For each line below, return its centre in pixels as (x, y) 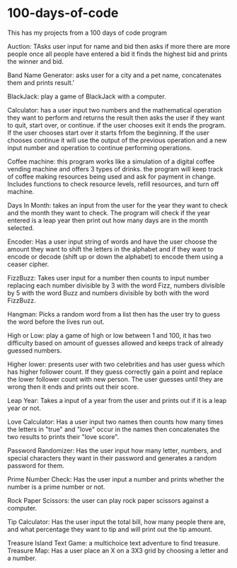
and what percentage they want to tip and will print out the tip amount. (110, 529)
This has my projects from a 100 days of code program (87, 33)
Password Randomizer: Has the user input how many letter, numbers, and (114, 450)
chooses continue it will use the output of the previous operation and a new (117, 140)
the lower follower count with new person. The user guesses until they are (115, 379)
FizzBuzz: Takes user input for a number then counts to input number (109, 278)
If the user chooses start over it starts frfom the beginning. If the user (109, 132)
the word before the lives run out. (56, 322)
